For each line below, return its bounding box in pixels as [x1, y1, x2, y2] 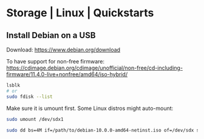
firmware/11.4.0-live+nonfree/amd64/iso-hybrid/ [6, 71, 128, 78]
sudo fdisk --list [6, 94, 53, 100]
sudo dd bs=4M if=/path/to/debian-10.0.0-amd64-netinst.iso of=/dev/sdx [6, 127, 194, 133]
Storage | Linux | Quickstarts [6, 6, 154, 20]
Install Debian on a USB [6, 30, 96, 40]
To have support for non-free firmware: [6, 58, 105, 65]
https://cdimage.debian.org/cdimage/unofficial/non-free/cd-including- [6, 64, 183, 71]
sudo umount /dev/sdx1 [6, 116, 64, 122]
